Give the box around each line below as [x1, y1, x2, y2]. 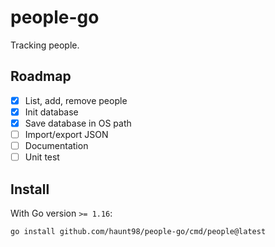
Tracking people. [10, 39, 80, 51]
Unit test [24, 151, 60, 163]
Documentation [24, 140, 89, 151]
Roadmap [10, 68, 72, 85]
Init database [24, 106, 79, 118]
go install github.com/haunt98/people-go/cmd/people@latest [10, 226, 267, 236]
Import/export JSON [24, 128, 109, 140]
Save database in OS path [24, 117, 132, 129]
